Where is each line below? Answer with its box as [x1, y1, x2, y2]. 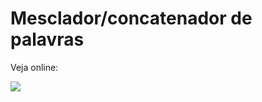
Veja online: [10, 61, 59, 73]
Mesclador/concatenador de [10, 7, 253, 30]
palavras [10, 28, 85, 51]
